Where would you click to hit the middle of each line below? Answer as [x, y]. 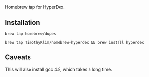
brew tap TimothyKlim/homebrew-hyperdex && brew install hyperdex [74, 42]
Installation [23, 22]
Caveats [18, 58]
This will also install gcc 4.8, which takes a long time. [59, 69]
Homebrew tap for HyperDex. [35, 7]
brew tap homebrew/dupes [30, 34]
